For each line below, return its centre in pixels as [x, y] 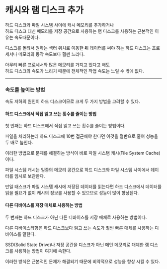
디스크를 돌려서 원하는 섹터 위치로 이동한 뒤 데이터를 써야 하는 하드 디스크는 [78, 48]
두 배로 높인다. [19, 143]
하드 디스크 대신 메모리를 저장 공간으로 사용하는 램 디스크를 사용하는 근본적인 [80, 31]
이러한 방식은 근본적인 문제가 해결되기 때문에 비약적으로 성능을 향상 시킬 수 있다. [83, 261]
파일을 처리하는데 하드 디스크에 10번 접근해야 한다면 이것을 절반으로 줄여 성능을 [82, 136]
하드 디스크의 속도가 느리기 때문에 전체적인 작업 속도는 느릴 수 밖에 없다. [75, 71]
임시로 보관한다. [30, 176]
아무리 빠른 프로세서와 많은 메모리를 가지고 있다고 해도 [58, 65]
